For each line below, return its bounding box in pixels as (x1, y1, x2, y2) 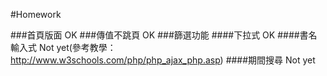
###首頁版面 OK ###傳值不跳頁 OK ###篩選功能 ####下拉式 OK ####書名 (10, 29, 318, 41)
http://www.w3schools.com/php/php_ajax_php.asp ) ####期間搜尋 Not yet (10, 54, 316, 66)
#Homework (10, 9, 62, 20)
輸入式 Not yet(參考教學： (10, 42, 117, 53)
